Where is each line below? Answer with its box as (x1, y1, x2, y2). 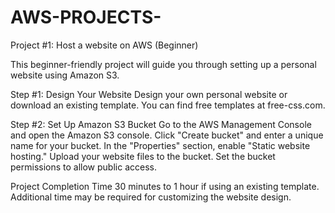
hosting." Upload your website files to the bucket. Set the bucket (10, 150, 276, 162)
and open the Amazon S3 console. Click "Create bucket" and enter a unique (10, 129, 324, 141)
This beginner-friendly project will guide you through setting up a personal (10, 58, 317, 70)
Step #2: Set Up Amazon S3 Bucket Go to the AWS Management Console (10, 118, 312, 130)
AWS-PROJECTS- (10, 6, 162, 29)
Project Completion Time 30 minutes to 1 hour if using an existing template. (10, 180, 320, 192)
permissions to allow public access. (10, 161, 157, 173)
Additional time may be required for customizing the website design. (10, 191, 292, 203)
